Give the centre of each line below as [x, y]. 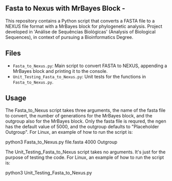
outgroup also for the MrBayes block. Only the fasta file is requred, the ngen [86, 121]
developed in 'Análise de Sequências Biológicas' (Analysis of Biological [80, 32]
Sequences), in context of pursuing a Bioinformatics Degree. [69, 37]
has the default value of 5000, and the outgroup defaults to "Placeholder [82, 127]
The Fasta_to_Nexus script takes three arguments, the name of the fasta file [85, 110]
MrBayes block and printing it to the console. [60, 71]
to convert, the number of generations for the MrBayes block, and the [79, 116]
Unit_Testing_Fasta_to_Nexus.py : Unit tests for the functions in [79, 76]
